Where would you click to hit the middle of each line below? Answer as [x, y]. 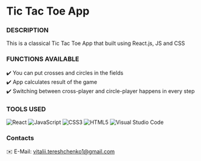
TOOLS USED [26, 109]
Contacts [20, 138]
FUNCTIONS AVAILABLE [43, 59]
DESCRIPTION [28, 30]
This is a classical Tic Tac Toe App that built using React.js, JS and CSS [96, 43]
